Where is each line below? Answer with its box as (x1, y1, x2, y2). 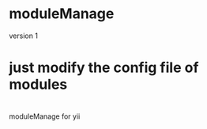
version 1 (9, 31, 39, 40)
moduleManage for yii (9, 112, 81, 121)
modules (9, 76, 68, 93)
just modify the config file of (9, 59, 199, 77)
